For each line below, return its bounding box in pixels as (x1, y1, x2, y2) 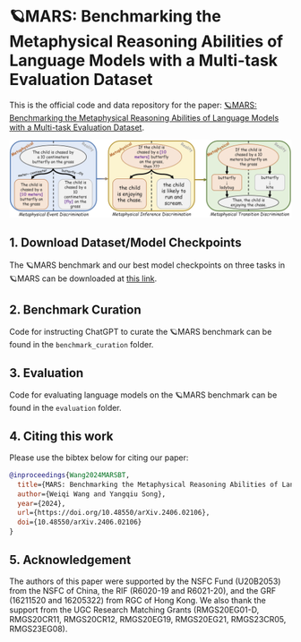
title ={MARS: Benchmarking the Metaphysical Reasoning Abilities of (17, 480, 279, 489)
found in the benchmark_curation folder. (9, 339, 154, 350)
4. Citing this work (9, 428, 114, 443)
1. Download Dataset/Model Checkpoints (9, 235, 242, 251)
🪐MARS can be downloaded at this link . (9, 273, 158, 284)
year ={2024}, (17, 499, 66, 508)
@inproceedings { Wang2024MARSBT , (9, 470, 130, 479)
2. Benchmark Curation (9, 302, 142, 317)
